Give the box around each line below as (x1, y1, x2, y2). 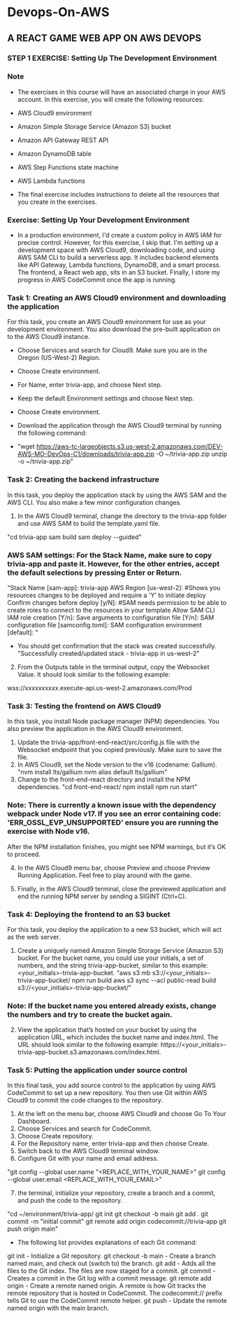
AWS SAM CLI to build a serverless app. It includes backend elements (17, 253, 219, 262)
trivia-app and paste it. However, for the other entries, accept (7, 559, 220, 568)
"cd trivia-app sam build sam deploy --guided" (7, 533, 142, 541)
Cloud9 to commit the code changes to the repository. (7, 1096, 163, 1105)
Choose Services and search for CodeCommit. (17, 1124, 152, 1133)
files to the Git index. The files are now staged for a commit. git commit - (7, 1266, 216, 1275)
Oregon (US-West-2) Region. (17, 354, 101, 362)
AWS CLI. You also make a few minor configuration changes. (7, 498, 182, 506)
